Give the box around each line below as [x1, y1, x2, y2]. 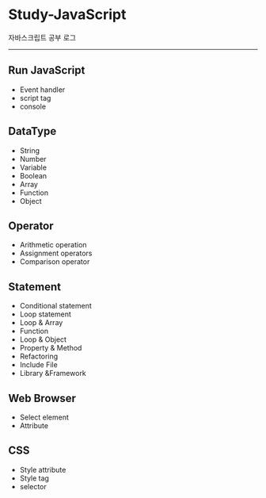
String [19, 145, 40, 155]
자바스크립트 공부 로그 [8, 33, 77, 42]
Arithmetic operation [19, 240, 87, 250]
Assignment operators [19, 248, 93, 259]
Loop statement [19, 309, 71, 319]
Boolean [19, 170, 47, 180]
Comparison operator [19, 257, 90, 266]
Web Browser [8, 391, 77, 405]
